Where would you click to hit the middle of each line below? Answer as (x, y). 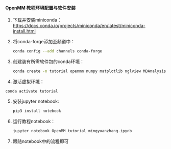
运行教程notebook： (34, 121)
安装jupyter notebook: (36, 101)
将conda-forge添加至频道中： (44, 42)
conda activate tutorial (32, 91)
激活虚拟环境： (28, 81)
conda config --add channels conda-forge (57, 51)
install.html (24, 31)
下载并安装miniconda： (37, 20)
